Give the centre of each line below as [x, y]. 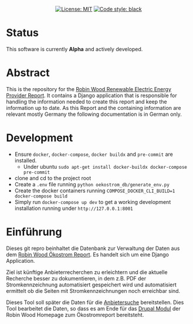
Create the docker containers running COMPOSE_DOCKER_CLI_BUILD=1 [95, 191]
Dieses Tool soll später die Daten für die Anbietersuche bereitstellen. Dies [95, 302]
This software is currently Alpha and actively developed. [75, 49]
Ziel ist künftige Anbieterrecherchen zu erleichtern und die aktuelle [87, 272]
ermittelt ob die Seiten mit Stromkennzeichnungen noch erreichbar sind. [93, 290]
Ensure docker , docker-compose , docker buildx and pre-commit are [94, 154]
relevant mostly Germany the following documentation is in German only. [94, 114]
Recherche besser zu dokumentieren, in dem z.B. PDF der [76, 278]
